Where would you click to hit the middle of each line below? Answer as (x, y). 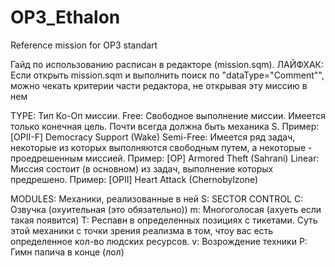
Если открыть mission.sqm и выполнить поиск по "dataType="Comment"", (167, 75)
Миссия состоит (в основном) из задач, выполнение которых (142, 168)
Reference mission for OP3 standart (84, 45)
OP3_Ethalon (65, 17)
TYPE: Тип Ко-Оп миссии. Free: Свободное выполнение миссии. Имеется (168, 115)
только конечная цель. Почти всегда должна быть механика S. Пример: (165, 126)
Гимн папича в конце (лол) (67, 252)
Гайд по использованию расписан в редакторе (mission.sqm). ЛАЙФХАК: (167, 64)
